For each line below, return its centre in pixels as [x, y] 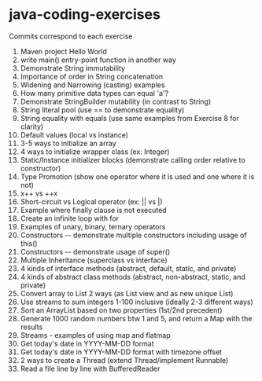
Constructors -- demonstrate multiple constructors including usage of [133, 235]
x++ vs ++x [39, 193]
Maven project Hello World [63, 51]
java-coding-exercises [85, 15]
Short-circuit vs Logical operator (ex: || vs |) [92, 201]
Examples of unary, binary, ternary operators [93, 226]
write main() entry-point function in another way [98, 60]
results [31, 327]
